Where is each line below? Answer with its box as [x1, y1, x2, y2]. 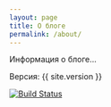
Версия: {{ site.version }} [9, 71, 103, 82]
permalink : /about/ [9, 29, 82, 38]
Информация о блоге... [9, 54, 97, 65]
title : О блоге [9, 21, 66, 30]
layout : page [9, 12, 58, 22]
